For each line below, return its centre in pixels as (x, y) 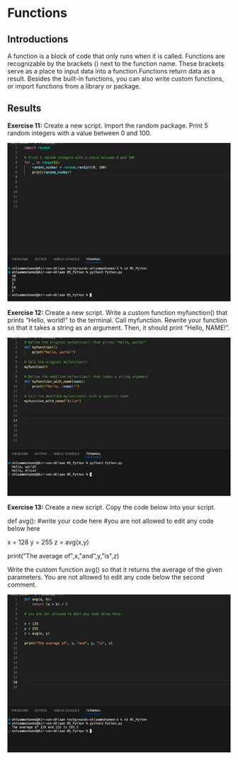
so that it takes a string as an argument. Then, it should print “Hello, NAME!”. (119, 328)
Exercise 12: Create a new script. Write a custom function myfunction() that (118, 312)
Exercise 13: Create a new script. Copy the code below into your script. (112, 507)
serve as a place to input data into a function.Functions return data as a (111, 71)
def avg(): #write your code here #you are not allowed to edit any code (110, 521)
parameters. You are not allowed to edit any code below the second (106, 577)
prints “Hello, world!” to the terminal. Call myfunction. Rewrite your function (118, 320)
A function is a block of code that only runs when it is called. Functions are (116, 56)
